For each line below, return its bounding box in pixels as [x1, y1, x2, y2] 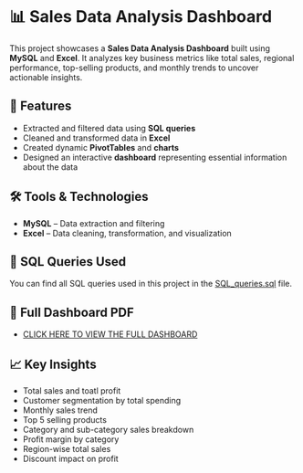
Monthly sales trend [22, 405, 98, 415]
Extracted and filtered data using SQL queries [22, 122, 196, 133]
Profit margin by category [22, 434, 120, 445]
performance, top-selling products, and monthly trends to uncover [9, 62, 259, 73]
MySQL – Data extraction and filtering [22, 217, 165, 228]
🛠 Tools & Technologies [9, 189, 149, 205]
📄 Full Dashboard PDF [9, 304, 134, 320]
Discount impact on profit [22, 453, 119, 464]
